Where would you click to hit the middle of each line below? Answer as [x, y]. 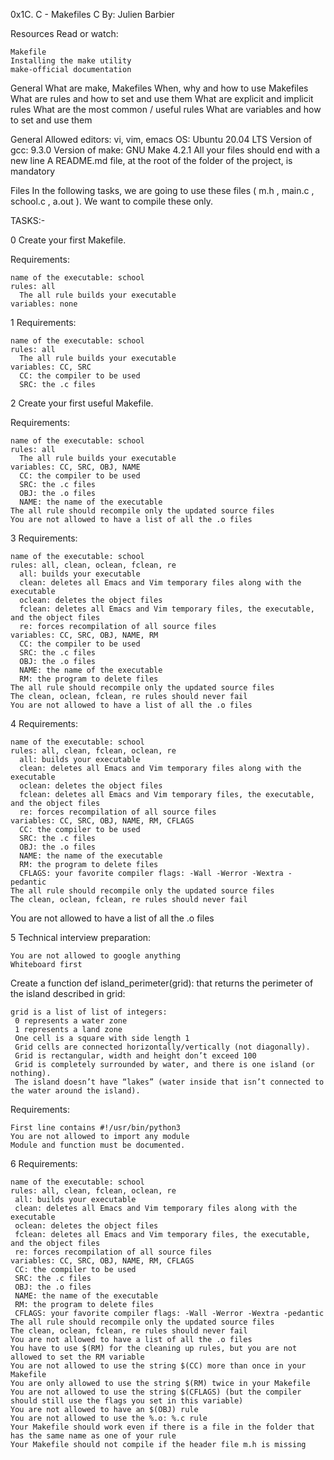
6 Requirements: [44, 1163]
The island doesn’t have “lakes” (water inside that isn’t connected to [169, 1082]
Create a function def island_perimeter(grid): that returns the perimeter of [162, 983]
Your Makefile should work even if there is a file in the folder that [162, 1427]
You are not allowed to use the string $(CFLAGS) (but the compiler [156, 1392]
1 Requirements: [43, 322]
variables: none [44, 304]
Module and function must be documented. [98, 1145]
